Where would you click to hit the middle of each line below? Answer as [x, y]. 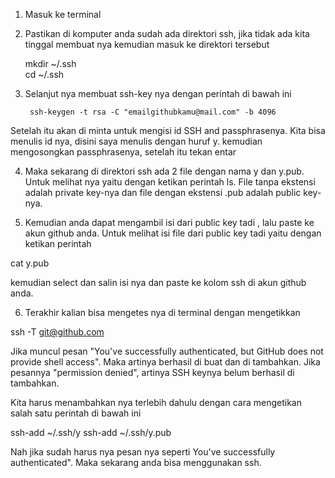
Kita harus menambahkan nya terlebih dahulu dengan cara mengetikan [156, 402]
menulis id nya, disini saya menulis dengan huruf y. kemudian [136, 141]
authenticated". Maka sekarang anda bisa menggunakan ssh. [136, 462]
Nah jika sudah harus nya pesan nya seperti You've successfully [143, 452]
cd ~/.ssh [44, 74]
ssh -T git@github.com [57, 332]
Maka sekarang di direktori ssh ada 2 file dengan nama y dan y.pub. [164, 171]
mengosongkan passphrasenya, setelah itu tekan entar [123, 152]
